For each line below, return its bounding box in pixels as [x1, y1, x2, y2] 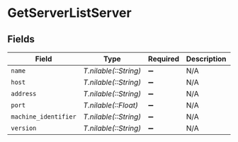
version [11, 124, 37, 132]
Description [186, 54, 227, 64]
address [11, 90, 37, 97]
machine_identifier [11, 113, 76, 121]
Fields [7, 33, 35, 45]
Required [147, 54, 179, 64]
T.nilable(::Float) [83, 100, 138, 110]
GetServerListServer [7, 5, 132, 21]
